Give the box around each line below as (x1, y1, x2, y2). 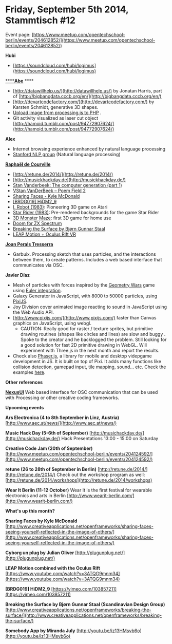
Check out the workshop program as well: (56, 471, 145, 478)
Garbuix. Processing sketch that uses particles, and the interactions (12, 251, 156, 257)
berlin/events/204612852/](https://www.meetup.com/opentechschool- (5, 37, 156, 43)
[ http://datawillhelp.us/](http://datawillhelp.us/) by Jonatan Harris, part (12, 87, 162, 93)
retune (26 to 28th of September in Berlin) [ (5, 466, 100, 472)
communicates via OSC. (12, 262, 64, 268)
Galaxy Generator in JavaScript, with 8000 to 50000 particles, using (12, 293, 158, 299)
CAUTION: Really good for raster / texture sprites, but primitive (20, 325, 153, 332)
